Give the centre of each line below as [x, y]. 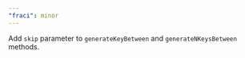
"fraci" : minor [34, 15]
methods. [24, 46]
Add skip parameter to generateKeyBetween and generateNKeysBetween [123, 38]
